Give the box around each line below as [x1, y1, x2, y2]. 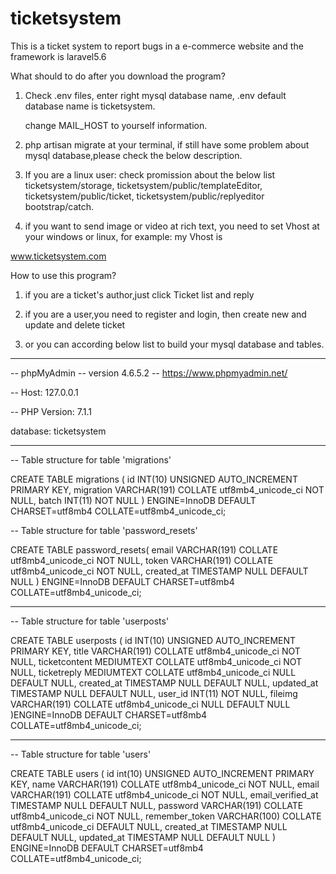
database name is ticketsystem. [24, 100, 156, 112]
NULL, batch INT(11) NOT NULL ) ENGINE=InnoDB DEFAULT [10, 494, 257, 506]
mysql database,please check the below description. [24, 149, 243, 161]
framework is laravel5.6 [10, 50, 107, 62]
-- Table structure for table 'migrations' [10, 453, 172, 466]
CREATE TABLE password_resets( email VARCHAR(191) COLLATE [10, 543, 279, 556]
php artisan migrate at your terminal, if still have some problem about [24, 138, 310, 151]
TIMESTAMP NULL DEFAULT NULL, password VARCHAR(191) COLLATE [10, 799, 304, 811]
